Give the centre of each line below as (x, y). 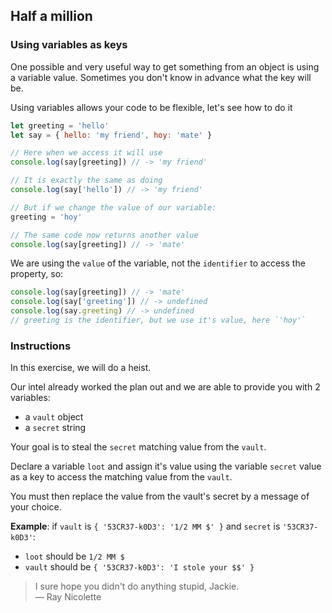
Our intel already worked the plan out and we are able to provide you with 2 (165, 387)
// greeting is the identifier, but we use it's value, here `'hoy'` (158, 320)
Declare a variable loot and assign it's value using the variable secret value (166, 466)
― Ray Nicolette (68, 597)
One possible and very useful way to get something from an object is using (165, 66)
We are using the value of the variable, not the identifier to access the (158, 263)
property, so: (37, 274)
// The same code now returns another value (104, 235)
